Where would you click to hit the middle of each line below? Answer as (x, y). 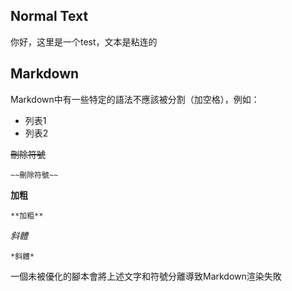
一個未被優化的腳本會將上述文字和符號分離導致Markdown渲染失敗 (146, 276)
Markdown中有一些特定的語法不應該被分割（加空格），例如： (135, 99)
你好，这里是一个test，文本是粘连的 (84, 41)
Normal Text (49, 16)
